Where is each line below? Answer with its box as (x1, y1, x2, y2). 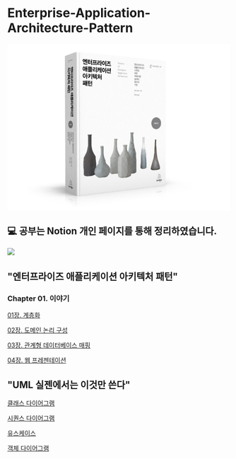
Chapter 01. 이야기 (7, 294, 70, 303)
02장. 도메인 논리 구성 (7, 326, 69, 335)
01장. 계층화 (7, 311, 41, 320)
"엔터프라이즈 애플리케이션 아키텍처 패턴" (7, 271, 178, 283)
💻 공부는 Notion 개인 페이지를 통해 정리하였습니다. (7, 225, 218, 238)
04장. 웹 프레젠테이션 (7, 356, 66, 365)
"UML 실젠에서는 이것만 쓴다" (7, 378, 131, 390)
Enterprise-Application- (7, 5, 151, 21)
